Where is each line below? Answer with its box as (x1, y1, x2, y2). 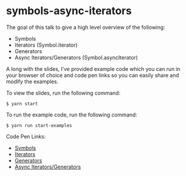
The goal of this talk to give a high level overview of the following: (6, 24, 165, 31)
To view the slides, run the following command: (6, 89, 121, 96)
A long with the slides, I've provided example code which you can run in (6, 65, 181, 72)
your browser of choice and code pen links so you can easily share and (6, 71, 180, 79)
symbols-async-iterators (6, 4, 132, 18)
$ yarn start (6, 100, 38, 107)
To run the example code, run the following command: (6, 111, 137, 118)
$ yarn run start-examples (6, 122, 72, 128)
